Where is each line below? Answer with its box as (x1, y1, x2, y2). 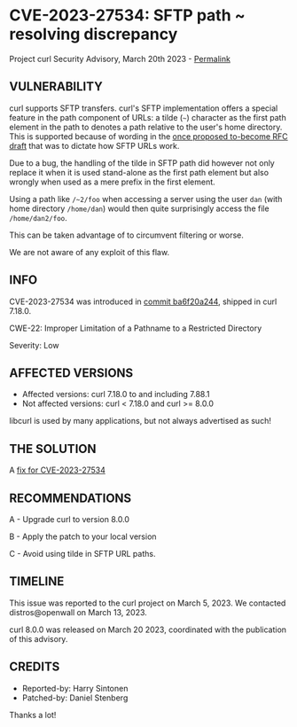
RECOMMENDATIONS (9, 490, 132, 505)
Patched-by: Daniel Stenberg (21, 692, 129, 703)
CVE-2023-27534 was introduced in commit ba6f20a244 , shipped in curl (9, 296, 277, 307)
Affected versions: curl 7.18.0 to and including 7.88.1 (21, 389, 210, 400)
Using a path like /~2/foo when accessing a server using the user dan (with (9, 193, 283, 204)
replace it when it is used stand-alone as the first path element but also (9, 167, 269, 177)
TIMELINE (9, 574, 65, 590)
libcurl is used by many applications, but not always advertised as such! (9, 416, 272, 426)
